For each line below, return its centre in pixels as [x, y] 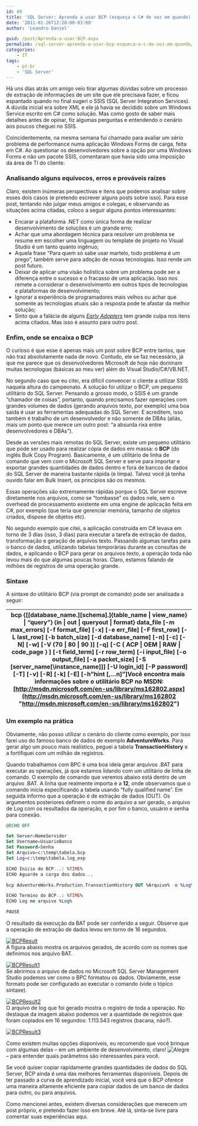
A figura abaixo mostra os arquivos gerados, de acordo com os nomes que [97, 947]
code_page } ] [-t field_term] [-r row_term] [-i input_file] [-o [99, 652]
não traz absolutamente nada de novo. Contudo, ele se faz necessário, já [95, 356]
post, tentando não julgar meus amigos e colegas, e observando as [88, 204]
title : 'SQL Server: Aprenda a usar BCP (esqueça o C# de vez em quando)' [100, 17]
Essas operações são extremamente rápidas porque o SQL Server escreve [97, 491]
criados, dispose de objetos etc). [46, 517]
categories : [21, 50]
